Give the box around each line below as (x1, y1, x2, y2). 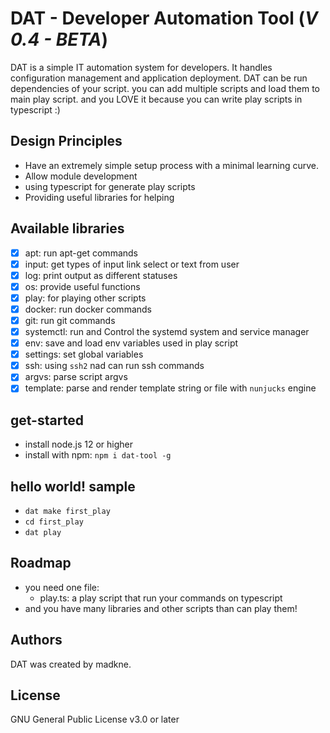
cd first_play (24, 517, 84, 527)
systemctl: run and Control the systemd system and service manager (24, 326, 310, 337)
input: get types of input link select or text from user (24, 258, 240, 270)
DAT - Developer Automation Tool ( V (10, 7, 318, 30)
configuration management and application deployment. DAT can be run (10, 72, 308, 84)
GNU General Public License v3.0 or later (10, 713, 180, 726)
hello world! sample (10, 478, 136, 495)
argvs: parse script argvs (24, 371, 128, 383)
